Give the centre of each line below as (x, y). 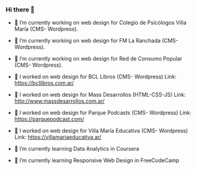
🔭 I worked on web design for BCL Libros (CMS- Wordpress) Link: (96, 77)
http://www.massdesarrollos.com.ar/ (60, 101)
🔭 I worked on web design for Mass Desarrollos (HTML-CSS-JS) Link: (100, 95)
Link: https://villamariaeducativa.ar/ (58, 137)
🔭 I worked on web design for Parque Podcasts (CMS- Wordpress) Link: (103, 113)
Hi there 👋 (20, 10)
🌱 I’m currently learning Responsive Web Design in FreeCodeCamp (97, 160)
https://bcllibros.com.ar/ (44, 83)
